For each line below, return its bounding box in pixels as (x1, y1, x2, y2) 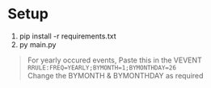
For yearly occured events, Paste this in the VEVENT (27, 55, 203, 65)
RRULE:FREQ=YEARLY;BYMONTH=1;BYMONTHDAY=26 (27, 63, 177, 72)
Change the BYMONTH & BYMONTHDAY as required (27, 70, 204, 80)
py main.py (19, 39, 57, 49)
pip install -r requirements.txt (19, 31, 116, 41)
